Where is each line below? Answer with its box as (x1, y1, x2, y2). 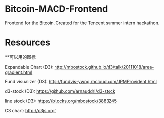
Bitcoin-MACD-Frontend (5, 3, 108, 15)
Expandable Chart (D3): (5, 64, 54, 70)
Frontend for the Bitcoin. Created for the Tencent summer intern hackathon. (5, 20, 160, 26)
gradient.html (5, 69, 33, 75)
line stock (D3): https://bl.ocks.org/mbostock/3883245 (5, 98, 117, 104)
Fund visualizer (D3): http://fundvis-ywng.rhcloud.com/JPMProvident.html (5, 79, 157, 84)
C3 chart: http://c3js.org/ (5, 107, 56, 113)
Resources (5, 37, 51, 48)
